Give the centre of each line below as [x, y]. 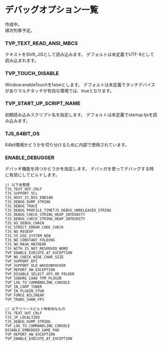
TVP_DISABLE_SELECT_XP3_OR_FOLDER [40, 274]
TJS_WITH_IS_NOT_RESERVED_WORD [37, 249]
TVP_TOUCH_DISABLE [32, 73]
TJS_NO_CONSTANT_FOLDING [30, 240]
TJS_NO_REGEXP [19, 232]
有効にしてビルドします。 [34, 175]
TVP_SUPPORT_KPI [21, 262]
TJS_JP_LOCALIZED [22, 318]
